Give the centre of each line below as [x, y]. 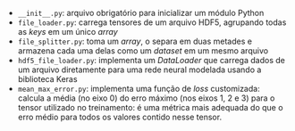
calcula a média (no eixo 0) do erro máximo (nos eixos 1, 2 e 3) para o [146, 98]
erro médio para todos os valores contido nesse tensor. [119, 117]
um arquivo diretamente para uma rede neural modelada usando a [139, 70]
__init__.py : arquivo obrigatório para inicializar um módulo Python [141, 13]
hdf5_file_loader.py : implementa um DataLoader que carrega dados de [152, 60]
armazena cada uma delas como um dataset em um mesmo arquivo [143, 51]
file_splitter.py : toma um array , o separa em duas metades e [135, 41]
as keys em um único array [67, 32]
